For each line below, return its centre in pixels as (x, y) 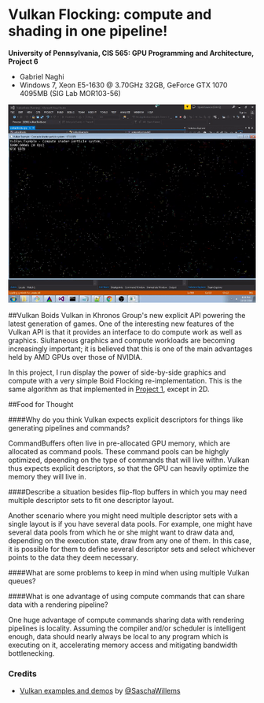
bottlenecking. (31, 653)
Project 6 (23, 61)
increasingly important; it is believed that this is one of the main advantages (130, 349)
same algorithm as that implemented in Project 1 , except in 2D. (109, 389)
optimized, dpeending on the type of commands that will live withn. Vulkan (129, 460)
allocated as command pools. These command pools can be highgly (119, 452)
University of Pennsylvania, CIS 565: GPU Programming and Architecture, (131, 53)
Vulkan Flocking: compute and (110, 15)
